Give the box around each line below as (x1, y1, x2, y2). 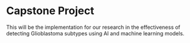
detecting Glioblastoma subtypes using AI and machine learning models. (6, 29, 185, 37)
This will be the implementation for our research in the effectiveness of (6, 24, 180, 31)
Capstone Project (6, 4, 94, 18)
